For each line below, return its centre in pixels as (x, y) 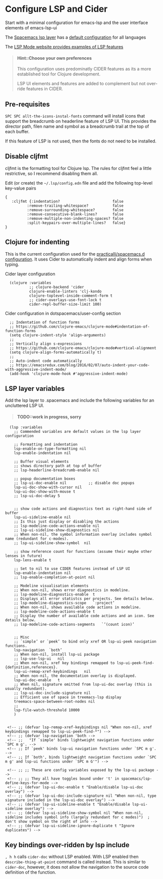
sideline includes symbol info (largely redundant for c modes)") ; (78, 817)
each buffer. (17, 131)
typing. (12, 264)
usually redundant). (26, 689)
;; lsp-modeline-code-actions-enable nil (57, 526)
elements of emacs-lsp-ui (31, 27)
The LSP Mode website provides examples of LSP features (64, 47)
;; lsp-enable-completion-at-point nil (55, 577)
